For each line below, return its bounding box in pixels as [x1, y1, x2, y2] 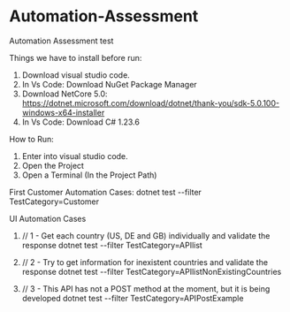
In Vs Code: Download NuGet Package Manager [21, 79, 197, 89]
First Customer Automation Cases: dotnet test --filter [9, 186, 202, 197]
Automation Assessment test [9, 35, 114, 46]
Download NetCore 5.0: [21, 88, 108, 99]
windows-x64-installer [21, 107, 105, 118]
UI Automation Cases [9, 213, 87, 224]
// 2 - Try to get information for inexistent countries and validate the [21, 256, 268, 267]
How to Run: [9, 133, 55, 144]
